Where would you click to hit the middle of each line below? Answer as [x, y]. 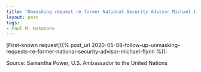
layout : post [22, 17]
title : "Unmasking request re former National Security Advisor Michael [99, 12]
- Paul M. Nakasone [31, 28]
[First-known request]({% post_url [48, 45]
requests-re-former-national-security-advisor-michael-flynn [80, 52]
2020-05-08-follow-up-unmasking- [136, 45]
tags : [13, 23]
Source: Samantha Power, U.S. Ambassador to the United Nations [87, 63]
